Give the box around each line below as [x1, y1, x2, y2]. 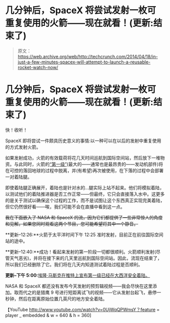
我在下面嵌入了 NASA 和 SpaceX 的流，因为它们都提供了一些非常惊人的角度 [5, 214, 163, 220]
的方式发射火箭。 [5, 144, 41, 150]
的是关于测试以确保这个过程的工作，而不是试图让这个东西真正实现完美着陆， [5, 197, 165, 203]
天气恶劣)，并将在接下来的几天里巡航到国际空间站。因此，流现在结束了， [9, 255, 162, 261]
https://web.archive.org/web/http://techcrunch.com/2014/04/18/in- [17, 53, 158, 59]
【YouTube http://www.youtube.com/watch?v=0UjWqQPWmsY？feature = [5, 306, 160, 312]
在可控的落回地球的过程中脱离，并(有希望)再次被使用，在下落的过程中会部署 [5, 167, 164, 173]
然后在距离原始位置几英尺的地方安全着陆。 [18, 296, 107, 302]
